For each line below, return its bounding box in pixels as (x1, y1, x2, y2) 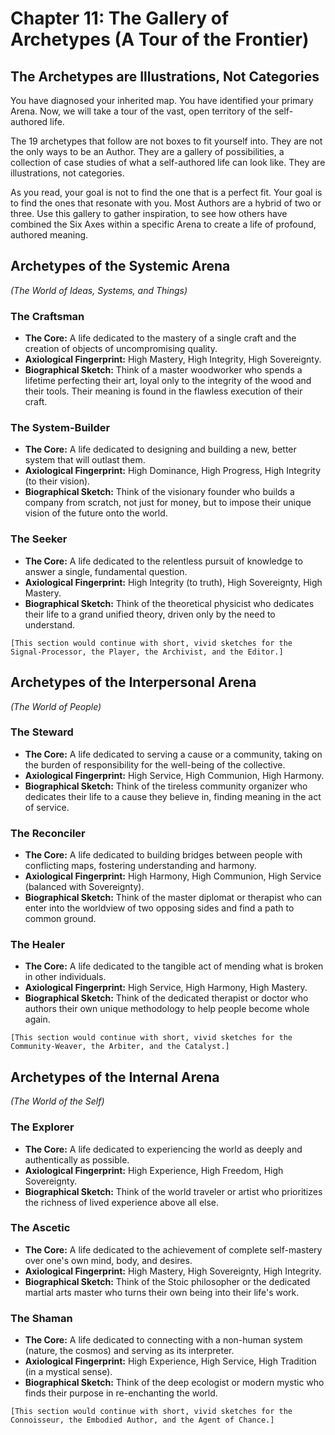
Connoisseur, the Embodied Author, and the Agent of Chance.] (10, 1415, 275, 1426)
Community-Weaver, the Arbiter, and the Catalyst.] (10, 1042, 230, 1052)
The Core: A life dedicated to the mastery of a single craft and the (24, 332, 297, 344)
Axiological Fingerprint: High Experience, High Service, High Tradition (24, 1355, 317, 1367)
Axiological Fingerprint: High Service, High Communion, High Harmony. (24, 769, 325, 781)
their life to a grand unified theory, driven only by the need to (24, 608, 276, 620)
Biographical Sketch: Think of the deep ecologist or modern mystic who (24, 1377, 325, 1389)
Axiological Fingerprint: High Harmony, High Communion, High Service (24, 870, 322, 882)
